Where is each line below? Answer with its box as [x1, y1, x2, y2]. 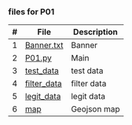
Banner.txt [24, 40, 64, 51]
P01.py [24, 53, 53, 64]
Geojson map [70, 104, 120, 115]
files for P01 [8, 6, 55, 17]
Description [73, 27, 118, 38]
